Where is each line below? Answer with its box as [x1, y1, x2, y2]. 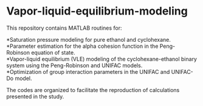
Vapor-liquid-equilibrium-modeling [6, 4, 188, 18]
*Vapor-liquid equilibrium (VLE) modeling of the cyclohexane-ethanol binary [6, 55, 198, 62]
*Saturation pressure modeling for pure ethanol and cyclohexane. [6, 36, 171, 43]
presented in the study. [6, 93, 64, 100]
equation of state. [31, 48, 75, 56]
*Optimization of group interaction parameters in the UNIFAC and [6, 68, 170, 75]
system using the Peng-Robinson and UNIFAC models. [6, 62, 143, 69]
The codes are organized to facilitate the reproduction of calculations [6, 86, 180, 93]
